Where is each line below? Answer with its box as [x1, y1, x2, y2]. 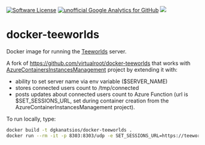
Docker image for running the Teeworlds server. [6, 47, 127, 55]
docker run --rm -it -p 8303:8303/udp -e [6, 132, 113, 139]
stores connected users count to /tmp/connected [15, 84, 139, 91]
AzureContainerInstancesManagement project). [15, 103, 135, 110]
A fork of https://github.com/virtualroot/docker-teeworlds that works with [6, 59, 191, 67]
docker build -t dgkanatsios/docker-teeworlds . [6, 127, 132, 133]
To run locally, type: [6, 115, 56, 123]
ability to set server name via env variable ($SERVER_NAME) [15, 78, 168, 85]
